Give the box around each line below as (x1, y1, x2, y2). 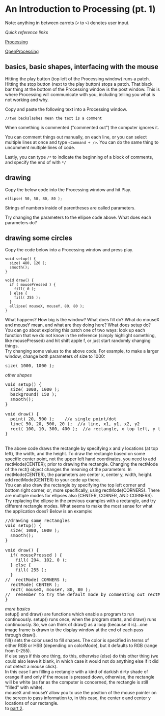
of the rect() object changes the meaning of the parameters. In (5, 467, 132, 473)
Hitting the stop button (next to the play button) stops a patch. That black (5, 81, 153, 87)
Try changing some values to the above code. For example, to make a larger (5, 348, 159, 354)
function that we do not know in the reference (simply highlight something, (5, 333, 156, 339)
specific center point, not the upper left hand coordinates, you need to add (5, 456, 156, 462)
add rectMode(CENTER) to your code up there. (5, 477, 100, 483)
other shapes (5, 372, 32, 378)
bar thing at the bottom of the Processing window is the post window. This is (5, 86, 160, 92)
